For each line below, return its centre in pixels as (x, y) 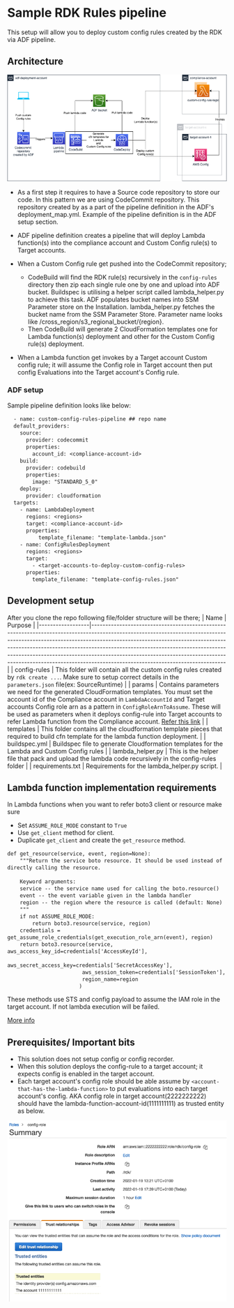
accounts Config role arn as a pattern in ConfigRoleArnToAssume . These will (114, 707)
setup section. (38, 222)
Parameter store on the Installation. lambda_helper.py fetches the (121, 307)
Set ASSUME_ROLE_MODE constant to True (72, 825)
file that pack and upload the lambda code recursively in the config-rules (112, 758)
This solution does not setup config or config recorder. (96, 1059)
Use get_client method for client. (66, 833)
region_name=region (110, 979)
